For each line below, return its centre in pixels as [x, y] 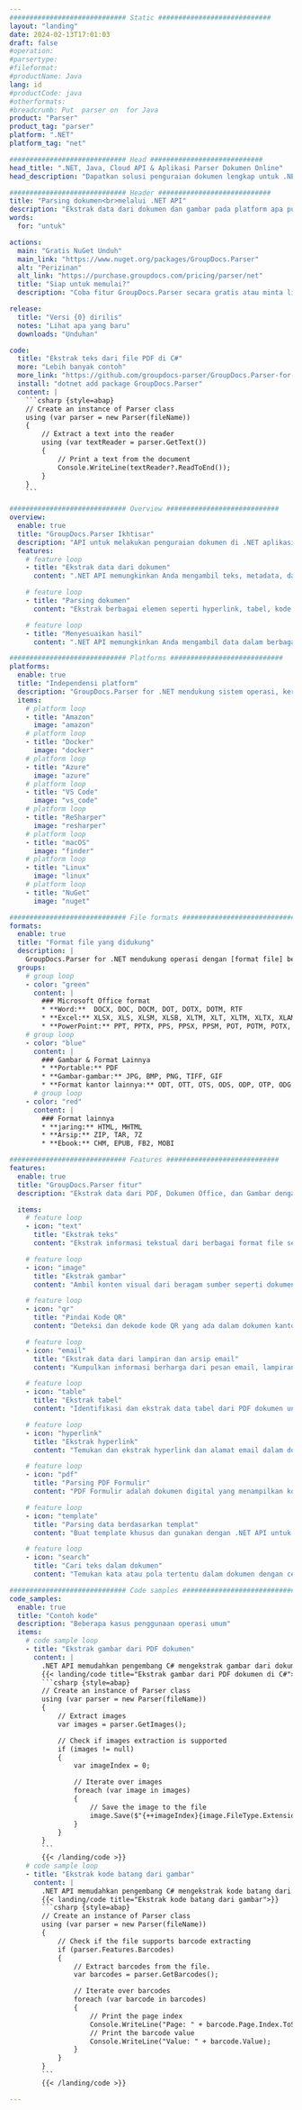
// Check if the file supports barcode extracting [154, 1941]
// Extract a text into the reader [108, 434]
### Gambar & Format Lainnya [96, 1060]
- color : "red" [54, 1101]
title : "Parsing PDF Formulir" [92, 1483]
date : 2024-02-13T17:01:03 [60, 34]
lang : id [26, 85]
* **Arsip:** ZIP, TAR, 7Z [92, 1135]
